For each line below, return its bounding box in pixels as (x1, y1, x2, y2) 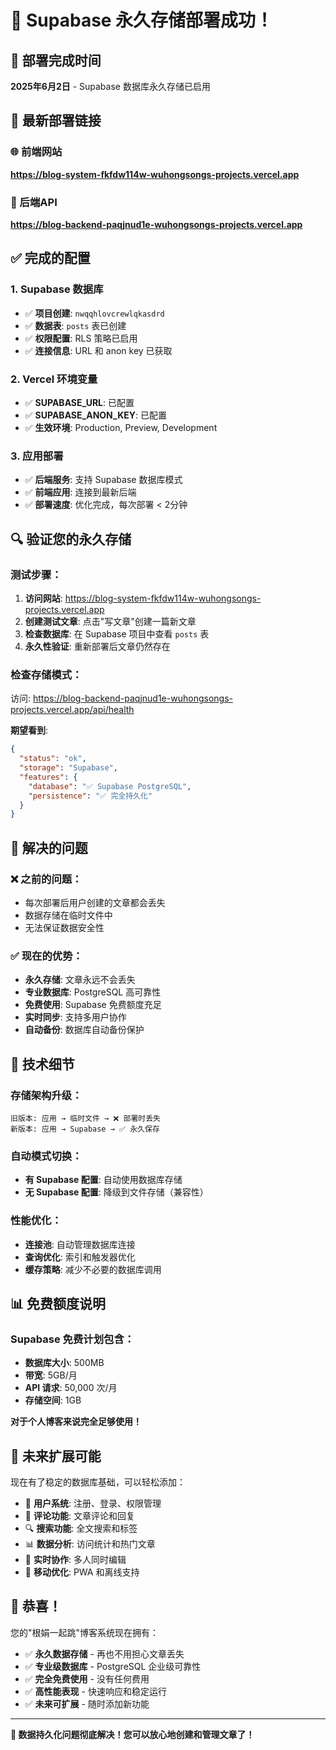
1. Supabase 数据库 (10, 282, 104, 296)
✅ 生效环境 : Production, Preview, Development (24, 421, 218, 433)
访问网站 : (24, 592, 63, 604)
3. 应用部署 (10, 449, 64, 463)
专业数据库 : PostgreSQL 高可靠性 (24, 986, 162, 998)
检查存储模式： (10, 667, 83, 681)
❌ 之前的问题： (10, 872, 83, 886)
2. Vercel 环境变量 (10, 372, 98, 386)
